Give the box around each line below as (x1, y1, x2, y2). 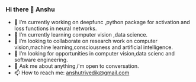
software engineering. (14, 56, 69, 64)
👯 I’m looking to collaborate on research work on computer (14, 38, 158, 45)
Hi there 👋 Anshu (5, 5, 55, 14)
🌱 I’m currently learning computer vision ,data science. (14, 31, 148, 38)
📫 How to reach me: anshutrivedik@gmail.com (14, 69, 130, 76)
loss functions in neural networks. (14, 25, 97, 32)
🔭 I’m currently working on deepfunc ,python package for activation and (14, 19, 190, 26)
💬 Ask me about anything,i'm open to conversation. (14, 63, 140, 70)
